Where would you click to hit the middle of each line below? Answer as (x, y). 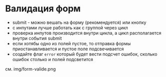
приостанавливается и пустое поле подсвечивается (68, 49)
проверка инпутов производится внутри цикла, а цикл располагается (87, 33)
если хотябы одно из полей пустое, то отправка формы (72, 43)
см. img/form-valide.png (31, 69)
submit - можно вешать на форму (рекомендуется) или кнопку (79, 22)
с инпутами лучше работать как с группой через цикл (70, 27)
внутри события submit (37, 38)
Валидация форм (43, 9)
